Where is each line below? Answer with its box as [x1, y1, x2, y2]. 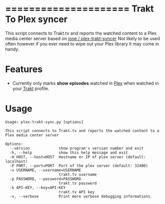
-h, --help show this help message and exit [9, 150, 128, 155]
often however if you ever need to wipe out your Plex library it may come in [5, 40, 160, 46]
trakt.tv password [58, 180, 97, 185]
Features [5, 63, 43, 75]
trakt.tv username [58, 172, 97, 177]
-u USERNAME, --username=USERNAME [9, 167, 81, 172]
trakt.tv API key [58, 189, 95, 194]
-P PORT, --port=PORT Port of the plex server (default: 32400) [9, 163, 149, 168]
